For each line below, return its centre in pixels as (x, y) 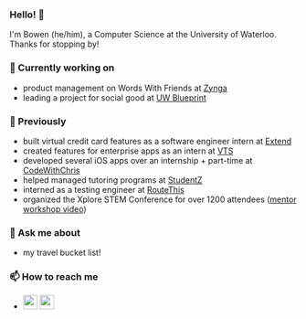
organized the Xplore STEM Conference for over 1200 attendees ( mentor (159, 199)
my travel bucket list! (62, 253)
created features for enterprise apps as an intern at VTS (128, 151)
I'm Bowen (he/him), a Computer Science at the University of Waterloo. (143, 35)
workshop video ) (54, 208)
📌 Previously (38, 121)
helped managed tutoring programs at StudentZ (112, 180)
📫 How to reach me (54, 277)
